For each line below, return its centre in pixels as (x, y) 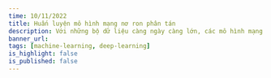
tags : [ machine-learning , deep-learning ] (80, 46)
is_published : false (43, 62)
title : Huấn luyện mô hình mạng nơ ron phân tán (92, 24)
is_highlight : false (43, 54)
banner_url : (28, 39)
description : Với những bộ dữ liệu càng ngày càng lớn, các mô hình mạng (136, 31)
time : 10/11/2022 (38, 16)
